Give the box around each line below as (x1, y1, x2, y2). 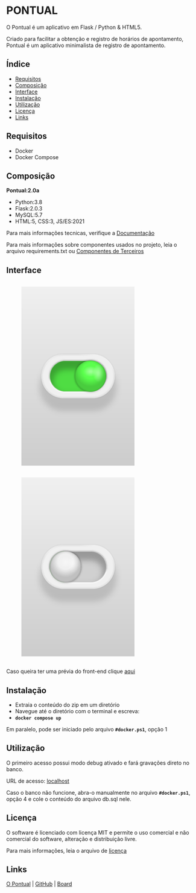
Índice (6, 59, 30, 69)
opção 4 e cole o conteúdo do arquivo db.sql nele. (6, 795, 131, 803)
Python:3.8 (14, 198, 43, 206)
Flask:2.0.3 (14, 205, 43, 212)
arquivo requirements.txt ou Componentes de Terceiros (6, 248, 144, 255)
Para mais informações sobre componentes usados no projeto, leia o (6, 241, 177, 248)
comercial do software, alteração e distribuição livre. (6, 835, 137, 842)
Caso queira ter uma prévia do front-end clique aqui (6, 667, 136, 675)
